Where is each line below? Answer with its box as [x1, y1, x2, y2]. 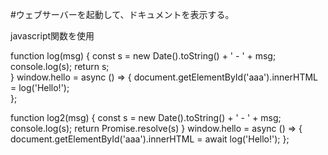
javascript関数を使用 [10, 30, 95, 42]
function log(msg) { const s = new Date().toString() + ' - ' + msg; [10, 50, 277, 62]
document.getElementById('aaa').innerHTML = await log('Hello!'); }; [10, 133, 290, 145]
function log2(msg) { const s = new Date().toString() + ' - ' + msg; [10, 112, 282, 123]
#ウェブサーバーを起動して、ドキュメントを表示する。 [10, 9, 235, 20]
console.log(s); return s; [10, 61, 110, 72]
